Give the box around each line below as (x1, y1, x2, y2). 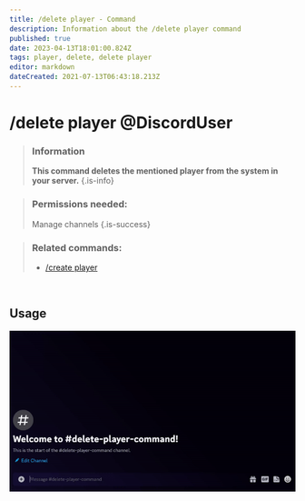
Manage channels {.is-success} (31, 218, 152, 229)
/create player (44, 262, 98, 273)
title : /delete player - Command (9, 15, 136, 24)
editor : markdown (9, 63, 75, 72)
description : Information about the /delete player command (9, 24, 242, 34)
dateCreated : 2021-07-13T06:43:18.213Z (9, 73, 161, 82)
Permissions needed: (31, 198, 128, 211)
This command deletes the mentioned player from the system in (31, 165, 279, 176)
